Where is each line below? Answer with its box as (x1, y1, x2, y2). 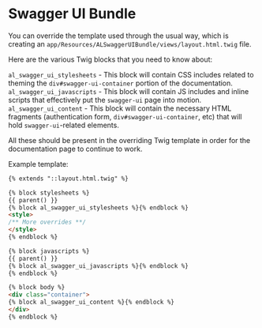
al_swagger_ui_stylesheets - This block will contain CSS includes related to (8, 70, 254, 79)
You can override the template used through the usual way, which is (8, 31, 229, 40)
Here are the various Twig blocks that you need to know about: (8, 55, 213, 64)
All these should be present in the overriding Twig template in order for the (8, 135, 251, 145)
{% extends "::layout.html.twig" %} (8, 175, 129, 183)
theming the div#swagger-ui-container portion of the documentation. (8, 78, 233, 88)
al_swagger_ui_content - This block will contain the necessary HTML (8, 104, 232, 113)
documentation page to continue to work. (8, 144, 143, 153)
